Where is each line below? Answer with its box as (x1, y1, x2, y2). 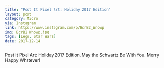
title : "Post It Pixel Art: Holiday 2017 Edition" (5, 7, 111, 12)
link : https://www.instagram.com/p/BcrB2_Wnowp (5, 25, 105, 30)
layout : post (5, 12, 32, 17)
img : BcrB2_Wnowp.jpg (5, 30, 50, 34)
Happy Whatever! (5, 57, 41, 63)
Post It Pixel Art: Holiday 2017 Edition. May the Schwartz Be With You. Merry (5, 52, 160, 58)
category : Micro (5, 16, 38, 21)
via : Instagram (5, 20, 36, 26)
